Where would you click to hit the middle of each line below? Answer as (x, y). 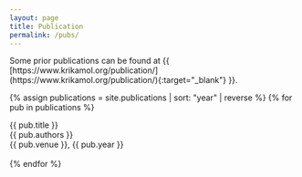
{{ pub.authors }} (42, 135)
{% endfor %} (36, 164)
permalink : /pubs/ (44, 35)
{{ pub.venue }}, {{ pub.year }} (67, 145)
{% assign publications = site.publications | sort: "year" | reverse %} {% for (151, 98)
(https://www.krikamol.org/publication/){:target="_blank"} (118, 80)
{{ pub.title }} (34, 125)
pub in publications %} (52, 108)
